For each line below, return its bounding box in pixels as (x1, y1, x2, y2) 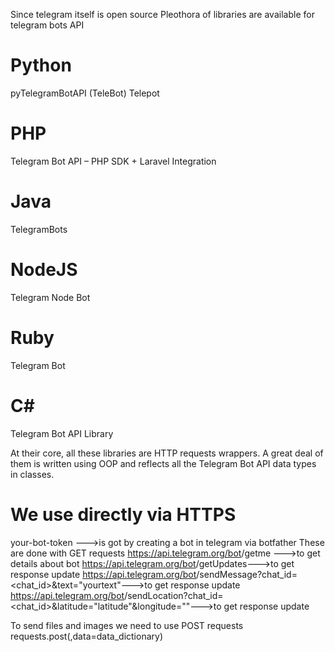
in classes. (10, 468, 55, 480)
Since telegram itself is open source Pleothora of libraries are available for (10, 9, 315, 20)
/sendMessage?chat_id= (196, 568, 298, 580)
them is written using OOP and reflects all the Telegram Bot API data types (10, 457, 317, 469)
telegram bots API (10, 19, 85, 31)
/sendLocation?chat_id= (124, 589, 224, 601)
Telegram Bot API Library (10, 427, 114, 439)
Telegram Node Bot (10, 291, 91, 303)
